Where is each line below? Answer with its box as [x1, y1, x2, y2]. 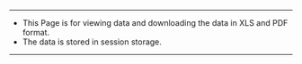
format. [22, 28, 50, 37]
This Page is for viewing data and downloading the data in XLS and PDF [22, 18, 289, 28]
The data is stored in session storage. [22, 36, 162, 47]
